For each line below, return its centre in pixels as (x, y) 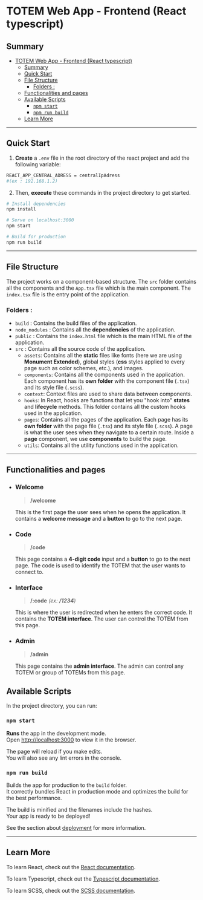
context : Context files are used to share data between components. (108, 394)
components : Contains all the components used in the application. (105, 374)
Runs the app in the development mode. (56, 733)
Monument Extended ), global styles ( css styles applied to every (105, 362)
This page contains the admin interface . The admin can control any (99, 666)
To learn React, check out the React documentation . (71, 867)
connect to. (29, 572)
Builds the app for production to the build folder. (67, 785)
